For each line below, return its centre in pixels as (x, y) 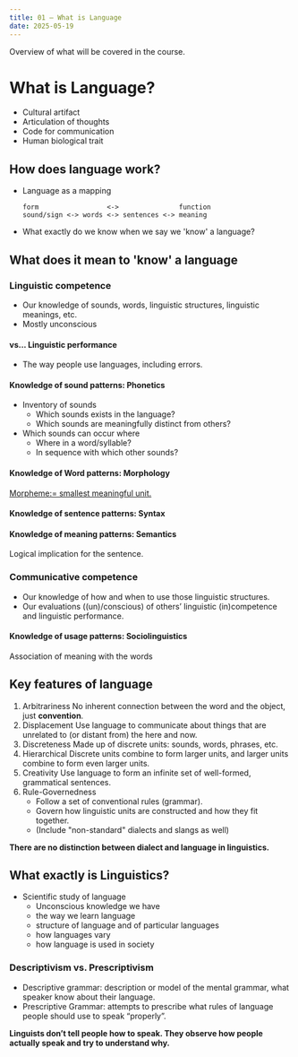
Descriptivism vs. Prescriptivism (81, 967)
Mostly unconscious (60, 324)
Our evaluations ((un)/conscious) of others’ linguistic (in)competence (149, 606)
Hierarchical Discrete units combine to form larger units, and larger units (155, 753)
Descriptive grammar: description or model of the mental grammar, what (155, 987)
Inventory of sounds (59, 405)
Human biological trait (63, 141)
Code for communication (68, 132)
